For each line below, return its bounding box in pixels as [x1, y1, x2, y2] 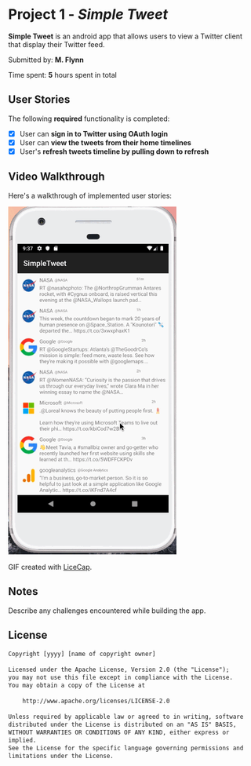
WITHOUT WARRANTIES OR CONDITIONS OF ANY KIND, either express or [8, 728, 230, 737]
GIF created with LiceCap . [8, 562, 93, 571]
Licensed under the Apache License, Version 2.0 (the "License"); [8, 666, 230, 674]
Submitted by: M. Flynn [8, 55, 84, 64]
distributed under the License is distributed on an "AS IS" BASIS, [8, 720, 237, 729]
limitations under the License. [8, 752, 114, 761]
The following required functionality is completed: [8, 114, 170, 123]
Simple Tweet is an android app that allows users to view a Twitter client [8, 31, 243, 41]
